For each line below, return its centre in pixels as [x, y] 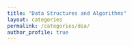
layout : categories [35, 20]
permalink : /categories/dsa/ [49, 26]
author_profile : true [38, 32]
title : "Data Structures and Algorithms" [67, 13]
